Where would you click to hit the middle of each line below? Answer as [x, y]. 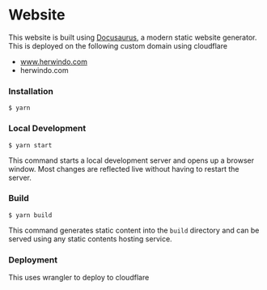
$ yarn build [30, 215]
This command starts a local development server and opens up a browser [131, 160]
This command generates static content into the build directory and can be [134, 230]
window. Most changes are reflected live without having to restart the [124, 168]
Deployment [33, 259]
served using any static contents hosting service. [90, 239]
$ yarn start [30, 145]
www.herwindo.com [53, 62]
